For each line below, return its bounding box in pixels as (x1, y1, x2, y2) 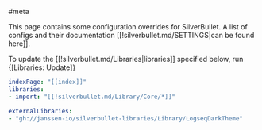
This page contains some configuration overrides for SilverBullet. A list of (8, 22, 248, 31)
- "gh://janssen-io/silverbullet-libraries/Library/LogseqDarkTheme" (8, 114, 244, 122)
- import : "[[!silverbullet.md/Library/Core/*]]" (8, 93, 176, 101)
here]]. (8, 39, 30, 48)
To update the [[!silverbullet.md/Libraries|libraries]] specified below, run (8, 55, 244, 63)
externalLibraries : (8, 107, 73, 115)
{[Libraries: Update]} (8, 63, 76, 72)
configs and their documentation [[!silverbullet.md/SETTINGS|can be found (8, 31, 255, 40)
